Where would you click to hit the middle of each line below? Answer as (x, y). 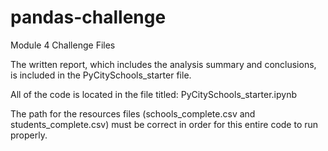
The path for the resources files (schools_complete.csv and (133, 113)
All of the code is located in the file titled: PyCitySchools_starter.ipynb (153, 94)
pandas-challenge (88, 17)
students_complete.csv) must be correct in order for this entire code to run (164, 124)
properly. (29, 135)
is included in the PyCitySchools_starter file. (101, 75)
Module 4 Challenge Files (63, 45)
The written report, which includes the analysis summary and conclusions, (163, 64)
